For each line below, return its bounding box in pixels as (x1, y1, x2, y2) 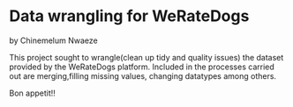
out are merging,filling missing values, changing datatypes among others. (9, 70, 276, 81)
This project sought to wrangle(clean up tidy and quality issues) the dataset (9, 52, 284, 62)
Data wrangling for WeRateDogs (9, 6, 250, 26)
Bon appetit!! (9, 88, 56, 98)
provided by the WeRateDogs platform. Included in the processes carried (9, 61, 275, 72)
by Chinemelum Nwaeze (9, 35, 99, 46)
